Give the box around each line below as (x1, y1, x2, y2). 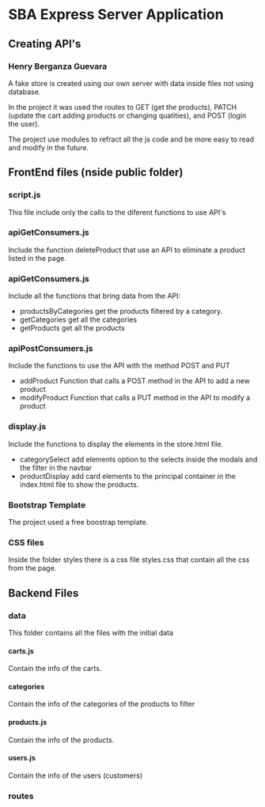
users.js (8, 753, 36, 763)
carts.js (8, 646, 34, 655)
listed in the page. (8, 253, 67, 262)
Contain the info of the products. (8, 735, 115, 745)
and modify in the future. (8, 142, 89, 152)
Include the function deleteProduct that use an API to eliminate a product (8, 245, 245, 255)
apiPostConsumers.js (8, 343, 93, 354)
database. (8, 87, 41, 96)
